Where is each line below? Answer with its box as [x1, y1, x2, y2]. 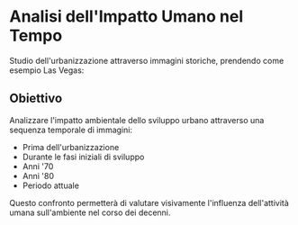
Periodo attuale [22, 180, 79, 191]
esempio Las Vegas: [9, 65, 85, 76]
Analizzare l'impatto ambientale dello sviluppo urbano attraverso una [9, 114, 265, 125]
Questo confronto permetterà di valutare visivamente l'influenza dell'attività [9, 197, 290, 208]
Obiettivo [9, 91, 63, 106]
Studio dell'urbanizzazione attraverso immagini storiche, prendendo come [9, 55, 284, 66]
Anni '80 [22, 170, 55, 181]
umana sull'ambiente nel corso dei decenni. [9, 207, 171, 218]
